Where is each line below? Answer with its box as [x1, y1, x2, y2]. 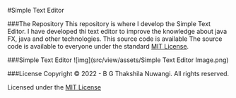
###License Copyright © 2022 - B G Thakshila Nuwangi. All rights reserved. [7, 70, 230, 78]
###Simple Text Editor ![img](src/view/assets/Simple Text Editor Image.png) [7, 56, 229, 64]
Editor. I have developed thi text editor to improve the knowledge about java [7, 27, 228, 35]
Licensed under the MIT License [7, 83, 101, 91]
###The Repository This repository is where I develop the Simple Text [7, 20, 211, 27]
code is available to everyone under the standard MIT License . [7, 42, 189, 50]
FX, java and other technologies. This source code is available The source [7, 35, 223, 43]
